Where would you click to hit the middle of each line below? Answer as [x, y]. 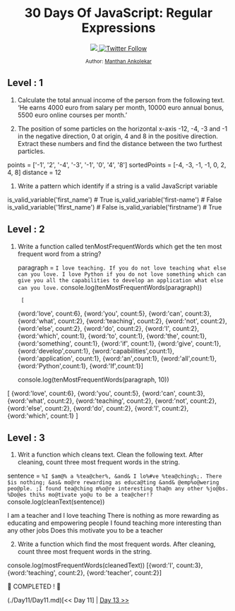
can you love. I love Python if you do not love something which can [122, 274]
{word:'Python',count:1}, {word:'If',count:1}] [80, 365]
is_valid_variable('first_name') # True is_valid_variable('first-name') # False [115, 200]
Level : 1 [25, 83]
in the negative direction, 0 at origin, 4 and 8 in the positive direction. [118, 136]
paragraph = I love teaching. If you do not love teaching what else [122, 267]
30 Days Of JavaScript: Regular [119, 13]
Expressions [119, 28]
